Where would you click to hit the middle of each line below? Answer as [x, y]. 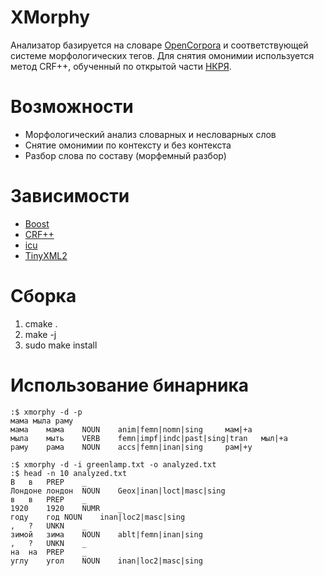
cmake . [41, 323]
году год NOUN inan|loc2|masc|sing [98, 517]
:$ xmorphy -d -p [46, 412]
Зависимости [70, 196]
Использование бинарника [130, 385]
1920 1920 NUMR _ [66, 508]
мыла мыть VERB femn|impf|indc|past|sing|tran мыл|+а [149, 438]
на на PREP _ [48, 552]
